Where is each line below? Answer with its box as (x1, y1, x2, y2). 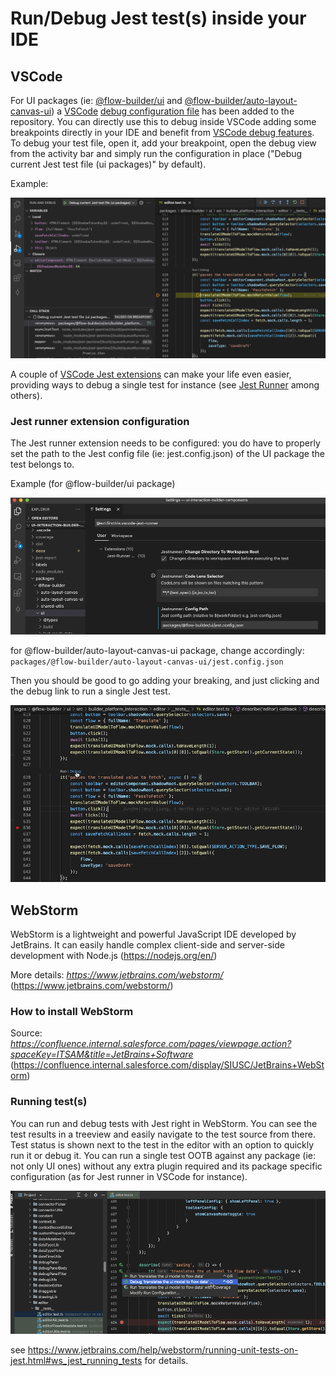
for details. (144, 1355, 189, 1367)
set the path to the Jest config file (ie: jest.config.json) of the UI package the (10, 448, 325, 460)
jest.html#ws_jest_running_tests (10, 1355, 143, 1367)
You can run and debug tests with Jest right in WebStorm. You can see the (10, 1117, 318, 1129)
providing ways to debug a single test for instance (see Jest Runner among (10, 378, 320, 391)
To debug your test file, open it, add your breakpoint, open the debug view (10, 137, 317, 149)
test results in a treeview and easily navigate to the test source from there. (10, 1128, 316, 1140)
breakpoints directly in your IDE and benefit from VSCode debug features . (10, 127, 315, 138)
